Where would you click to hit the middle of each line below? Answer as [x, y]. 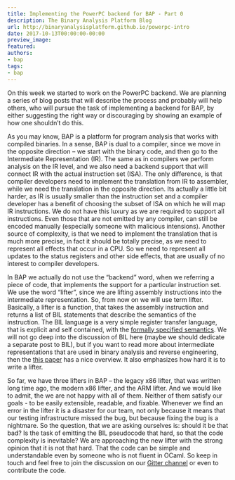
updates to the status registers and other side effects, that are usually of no [116, 256]
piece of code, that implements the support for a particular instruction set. [114, 284]
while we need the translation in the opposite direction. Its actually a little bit [117, 189]
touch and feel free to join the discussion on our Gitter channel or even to [113, 462]
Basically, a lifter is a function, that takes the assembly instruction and [108, 307]
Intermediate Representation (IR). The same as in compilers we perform [110, 158]
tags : [15, 66]
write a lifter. [25, 367]
